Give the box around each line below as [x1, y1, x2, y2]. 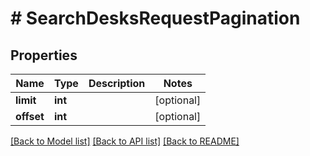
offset [15, 110, 45, 123]
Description [88, 77, 146, 90]
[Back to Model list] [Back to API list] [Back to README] [10, 135, 240, 147]
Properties [10, 47, 78, 64]
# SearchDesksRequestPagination [10, 7, 301, 30]
